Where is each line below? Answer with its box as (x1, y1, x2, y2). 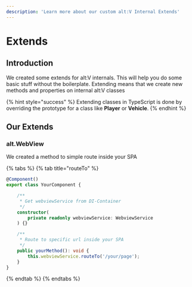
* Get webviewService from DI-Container (19, 198, 121, 204)
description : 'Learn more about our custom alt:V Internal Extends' (6, 8, 180, 15)
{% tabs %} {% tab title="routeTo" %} (6, 165, 99, 172)
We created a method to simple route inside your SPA (6, 153, 137, 161)
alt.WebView (6, 140, 44, 148)
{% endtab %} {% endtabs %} (6, 275, 80, 282)
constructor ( (17, 209, 49, 215)
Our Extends (6, 122, 54, 132)
